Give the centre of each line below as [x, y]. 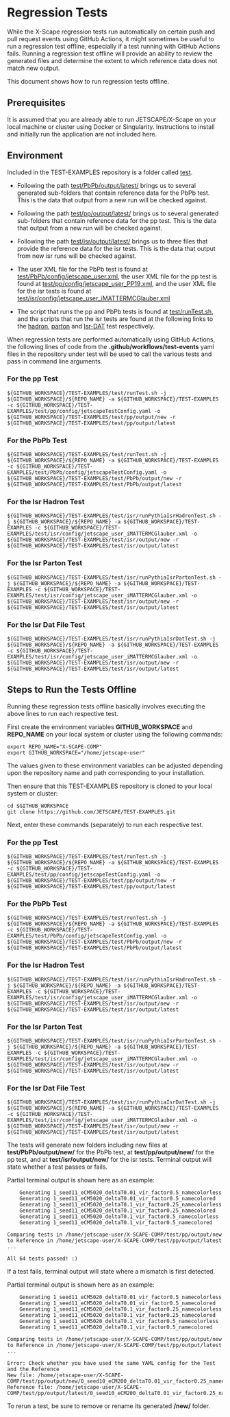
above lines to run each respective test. [63, 713]
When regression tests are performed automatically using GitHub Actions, [111, 339]
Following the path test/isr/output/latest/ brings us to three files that [112, 241]
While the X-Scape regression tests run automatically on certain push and [111, 32]
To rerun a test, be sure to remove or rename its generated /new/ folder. [109, 1406]
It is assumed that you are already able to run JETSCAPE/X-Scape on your [112, 119]
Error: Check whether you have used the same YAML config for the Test [111, 1364]
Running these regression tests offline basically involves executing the [106, 706]
